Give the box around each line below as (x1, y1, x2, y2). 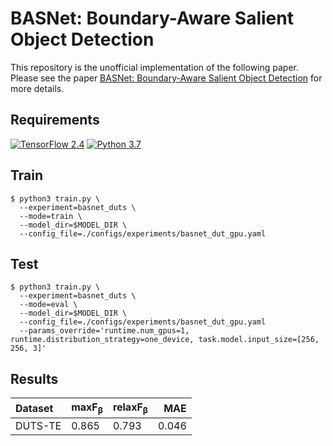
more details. (10, 82, 65, 94)
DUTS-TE (15, 419, 62, 433)
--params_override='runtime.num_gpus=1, (19, 326, 190, 336)
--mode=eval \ (19, 300, 78, 310)
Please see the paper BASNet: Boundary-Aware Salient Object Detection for (10, 72, 323, 84)
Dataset (15, 401, 54, 415)
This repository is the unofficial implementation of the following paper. (10, 61, 300, 73)
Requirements (10, 112, 100, 129)
